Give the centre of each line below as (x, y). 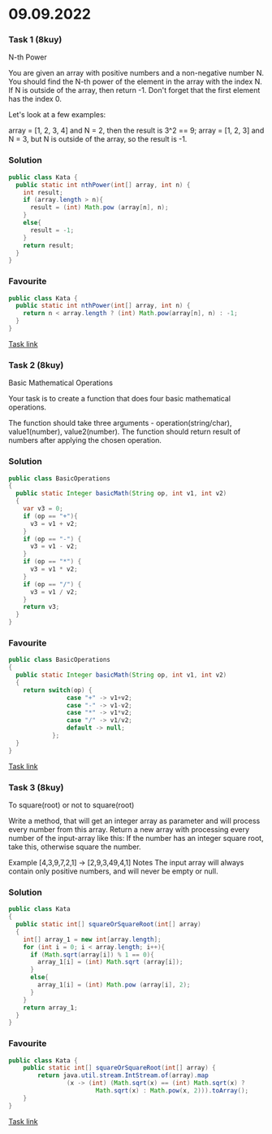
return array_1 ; (51, 1007)
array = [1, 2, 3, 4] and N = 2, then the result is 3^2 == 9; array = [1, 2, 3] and (136, 130)
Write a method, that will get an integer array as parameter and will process (134, 821)
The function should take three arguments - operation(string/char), (120, 423)
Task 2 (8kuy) (36, 365)
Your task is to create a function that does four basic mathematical (120, 399)
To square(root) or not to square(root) (71, 805)
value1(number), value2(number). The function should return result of (125, 431)
